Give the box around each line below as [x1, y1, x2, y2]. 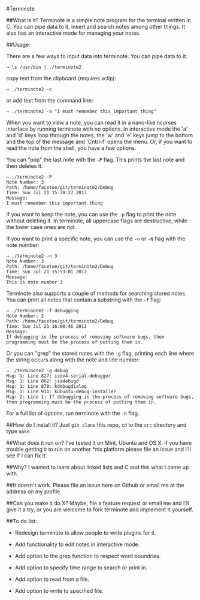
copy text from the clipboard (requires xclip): [6, 75, 117, 82]
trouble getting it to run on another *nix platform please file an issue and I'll [6, 446, 192, 453]
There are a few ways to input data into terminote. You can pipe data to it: [6, 53, 187, 59]
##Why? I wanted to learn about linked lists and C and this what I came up [6, 464, 189, 471]
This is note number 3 [6, 279, 63, 285]
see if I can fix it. [6, 452, 47, 459]
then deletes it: [6, 162, 43, 170]
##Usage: [6, 41, 31, 48]
